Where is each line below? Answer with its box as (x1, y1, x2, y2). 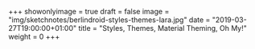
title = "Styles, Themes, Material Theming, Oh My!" (78, 24, 248, 32)
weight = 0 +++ (8, 32, 60, 41)
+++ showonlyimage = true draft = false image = (8, 7, 170, 16)
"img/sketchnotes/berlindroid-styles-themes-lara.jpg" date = (8, 15, 211, 24)
